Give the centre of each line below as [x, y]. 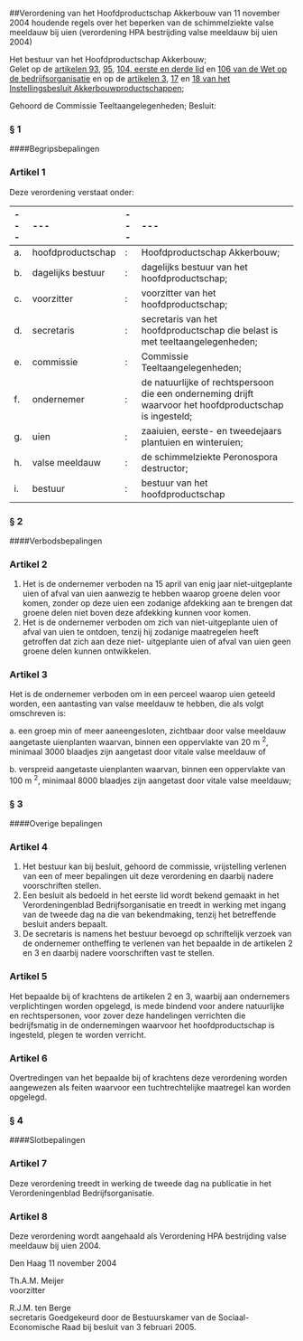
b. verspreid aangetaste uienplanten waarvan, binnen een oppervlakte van [147, 770]
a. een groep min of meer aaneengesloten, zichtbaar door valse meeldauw [148, 731]
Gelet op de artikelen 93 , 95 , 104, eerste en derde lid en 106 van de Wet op [148, 69]
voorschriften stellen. [62, 886]
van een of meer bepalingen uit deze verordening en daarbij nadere [148, 876]
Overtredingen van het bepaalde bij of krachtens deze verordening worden [148, 1077]
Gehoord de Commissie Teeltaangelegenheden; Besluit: [113, 106]
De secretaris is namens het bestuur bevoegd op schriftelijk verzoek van [157, 934]
